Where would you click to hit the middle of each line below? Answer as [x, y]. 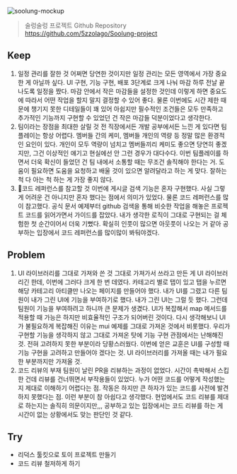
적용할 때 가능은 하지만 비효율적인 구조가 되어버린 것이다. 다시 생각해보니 [117, 317]
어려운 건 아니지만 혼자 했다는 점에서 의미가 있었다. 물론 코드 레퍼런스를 [123, 197]
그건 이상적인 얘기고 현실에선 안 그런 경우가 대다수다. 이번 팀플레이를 [127, 153]
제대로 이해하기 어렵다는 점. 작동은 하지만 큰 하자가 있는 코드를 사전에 [120, 388]
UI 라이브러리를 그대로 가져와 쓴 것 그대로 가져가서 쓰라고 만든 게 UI [110, 273]
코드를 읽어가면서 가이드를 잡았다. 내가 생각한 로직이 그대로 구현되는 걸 [122, 215]
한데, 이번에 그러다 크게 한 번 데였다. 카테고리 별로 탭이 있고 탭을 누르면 [129, 282]
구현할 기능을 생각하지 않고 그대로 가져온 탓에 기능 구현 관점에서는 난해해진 [121, 335]
